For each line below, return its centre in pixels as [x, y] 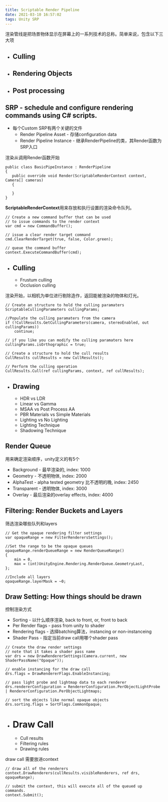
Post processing [39, 91]
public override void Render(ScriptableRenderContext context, [79, 176]
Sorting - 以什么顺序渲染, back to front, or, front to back [70, 620]
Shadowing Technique [43, 430]
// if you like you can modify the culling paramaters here [69, 340]
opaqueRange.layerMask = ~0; [36, 581]
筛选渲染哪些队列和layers [31, 523]
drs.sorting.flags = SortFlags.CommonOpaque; [53, 705]
